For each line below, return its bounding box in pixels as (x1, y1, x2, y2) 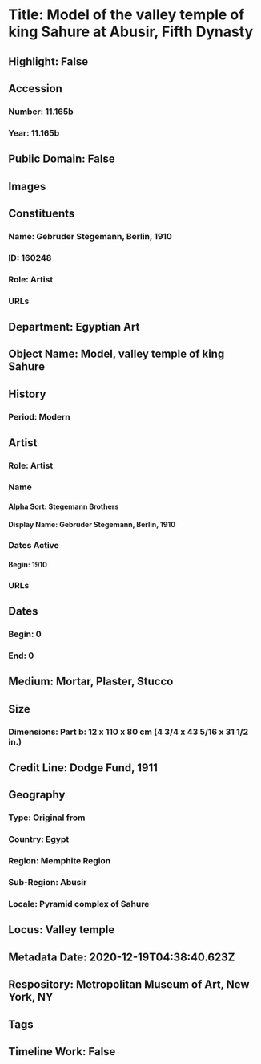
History (8, 387, 46, 400)
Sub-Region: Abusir (8, 877, 87, 888)
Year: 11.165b (8, 127, 60, 138)
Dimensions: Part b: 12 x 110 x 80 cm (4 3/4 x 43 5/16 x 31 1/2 (8, 726, 249, 737)
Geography (8, 788, 66, 802)
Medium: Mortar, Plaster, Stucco (8, 675, 174, 688)
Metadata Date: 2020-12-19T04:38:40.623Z (8, 950, 235, 964)
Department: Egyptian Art (8, 320, 140, 334)
